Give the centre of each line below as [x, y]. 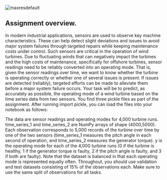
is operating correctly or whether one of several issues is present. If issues [82, 78]
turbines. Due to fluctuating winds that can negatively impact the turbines [81, 56]
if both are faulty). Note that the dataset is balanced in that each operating [82, 156]
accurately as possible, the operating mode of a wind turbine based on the [82, 93]
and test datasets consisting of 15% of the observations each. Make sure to [83, 167]
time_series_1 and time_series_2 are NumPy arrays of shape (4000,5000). [81, 124]
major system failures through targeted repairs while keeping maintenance [82, 46]
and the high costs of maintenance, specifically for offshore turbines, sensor [84, 62]
